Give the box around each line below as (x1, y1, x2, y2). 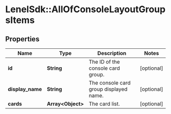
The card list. (89, 100, 120, 107)
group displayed (89, 85, 128, 93)
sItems (5, 14, 35, 26)
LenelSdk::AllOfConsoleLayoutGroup (5, 4, 166, 15)
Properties (5, 35, 40, 43)
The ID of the (89, 59, 120, 65)
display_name (8, 85, 42, 93)
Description (97, 50, 127, 56)
